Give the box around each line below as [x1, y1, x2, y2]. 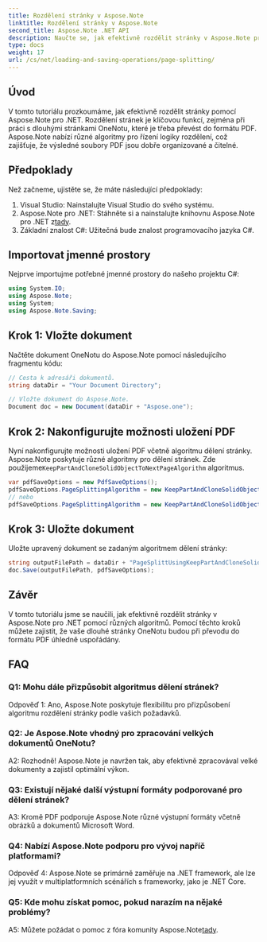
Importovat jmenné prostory [8, 248, 151, 262]
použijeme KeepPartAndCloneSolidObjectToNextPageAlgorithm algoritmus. [8, 463, 245, 472]
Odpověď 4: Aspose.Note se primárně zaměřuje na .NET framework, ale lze [8, 868, 256, 878]
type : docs [8, 41, 44, 49]
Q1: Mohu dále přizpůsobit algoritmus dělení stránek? [8, 681, 219, 692]
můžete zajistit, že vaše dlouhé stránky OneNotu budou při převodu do [8, 626, 240, 636]
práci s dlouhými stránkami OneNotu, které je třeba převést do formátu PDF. [8, 123, 257, 133]
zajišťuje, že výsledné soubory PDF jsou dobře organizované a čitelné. [8, 140, 238, 149]
